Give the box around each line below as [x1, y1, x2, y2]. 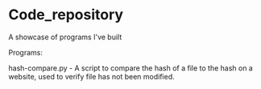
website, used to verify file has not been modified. [8, 71, 175, 81]
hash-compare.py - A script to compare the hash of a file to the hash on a [8, 63, 254, 73]
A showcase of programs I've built [8, 32, 122, 42]
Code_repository [8, 6, 123, 24]
